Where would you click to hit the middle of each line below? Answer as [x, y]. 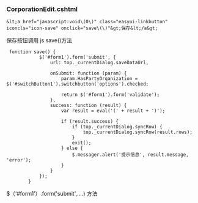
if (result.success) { [90, 122]
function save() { [32, 52]
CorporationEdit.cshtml [42, 9]
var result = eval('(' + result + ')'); [113, 111]
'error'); [19, 160]
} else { [72, 149]
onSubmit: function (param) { [88, 73]
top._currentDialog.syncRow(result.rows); [137, 132]
